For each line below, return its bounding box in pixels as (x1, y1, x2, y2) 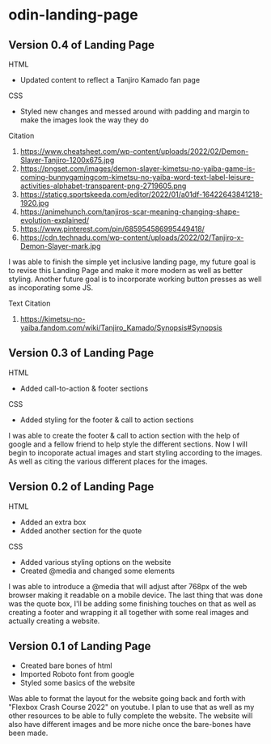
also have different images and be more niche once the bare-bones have (8, 720, 252, 729)
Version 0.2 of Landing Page (8, 480, 155, 494)
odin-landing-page (8, 6, 139, 24)
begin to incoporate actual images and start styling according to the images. (8, 447, 263, 457)
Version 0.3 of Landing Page (8, 346, 155, 360)
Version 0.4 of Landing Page (8, 38, 155, 52)
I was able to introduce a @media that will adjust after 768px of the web (8, 581, 248, 591)
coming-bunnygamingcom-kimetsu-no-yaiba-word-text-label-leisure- (19, 173, 255, 182)
